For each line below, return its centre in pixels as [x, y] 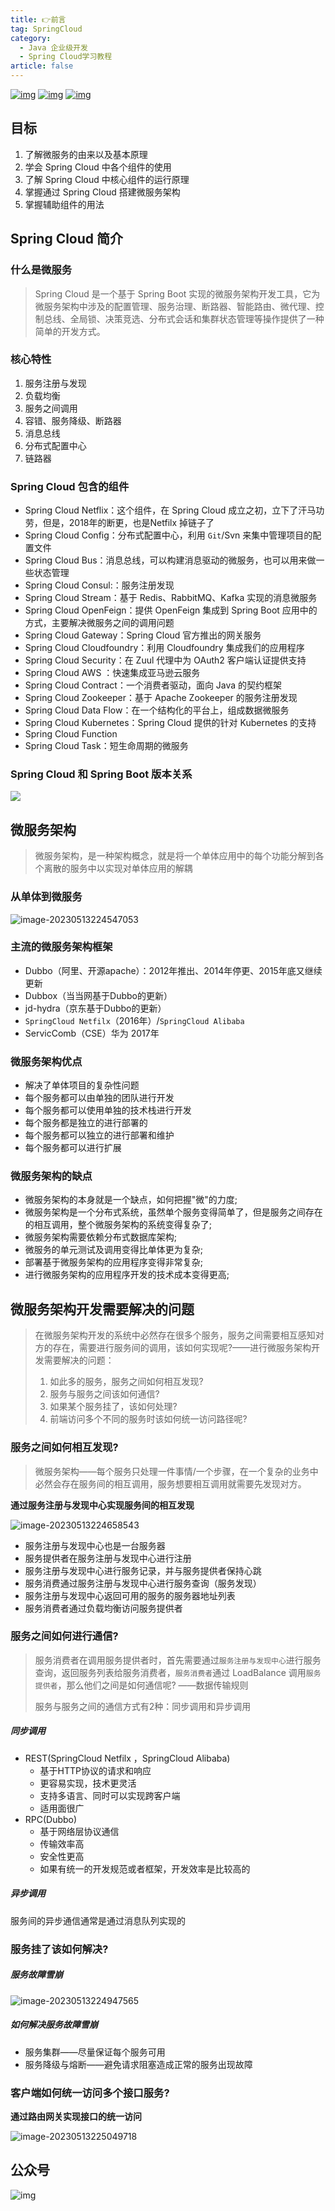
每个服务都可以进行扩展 [73, 1148]
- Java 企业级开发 [53, 47]
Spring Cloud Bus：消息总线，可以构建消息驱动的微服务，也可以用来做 [170, 560]
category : [31, 38]
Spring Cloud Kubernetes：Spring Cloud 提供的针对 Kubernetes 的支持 [170, 723]
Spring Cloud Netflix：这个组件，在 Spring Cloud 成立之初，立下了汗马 [170, 510]
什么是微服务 [41, 270]
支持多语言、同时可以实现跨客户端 [110, 1795]
